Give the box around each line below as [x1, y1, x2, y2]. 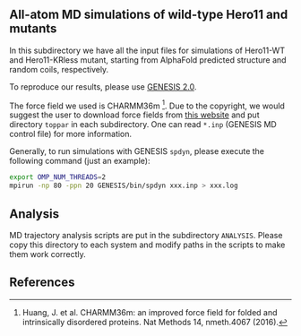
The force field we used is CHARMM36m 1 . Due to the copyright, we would [9, 99, 285, 111]
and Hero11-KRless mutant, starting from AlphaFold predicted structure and [9, 54, 287, 65]
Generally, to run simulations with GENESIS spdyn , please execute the [9, 146, 265, 157]
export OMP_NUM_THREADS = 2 [9, 173, 106, 182]
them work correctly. [9, 249, 87, 260]
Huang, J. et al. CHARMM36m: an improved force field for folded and [21, 306, 278, 317]
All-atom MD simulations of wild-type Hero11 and [9, 7, 288, 22]
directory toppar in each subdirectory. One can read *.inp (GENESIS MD [9, 119, 278, 130]
